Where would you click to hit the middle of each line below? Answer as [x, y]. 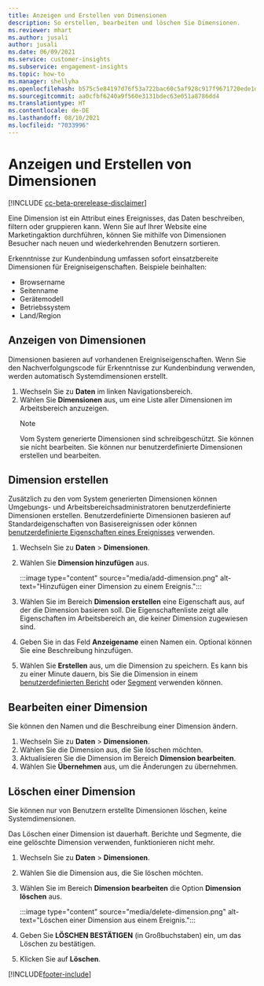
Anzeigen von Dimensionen [77, 341]
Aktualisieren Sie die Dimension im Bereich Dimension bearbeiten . [128, 758]
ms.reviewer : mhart [40, 30]
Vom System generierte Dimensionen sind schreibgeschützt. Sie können [136, 439]
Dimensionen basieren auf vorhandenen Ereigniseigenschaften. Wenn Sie [127, 359]
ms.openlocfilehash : [42, 89]
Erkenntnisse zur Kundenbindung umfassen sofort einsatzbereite [113, 258]
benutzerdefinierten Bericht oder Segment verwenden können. [121, 683]
